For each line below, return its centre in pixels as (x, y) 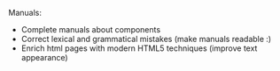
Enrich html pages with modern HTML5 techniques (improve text (139, 48)
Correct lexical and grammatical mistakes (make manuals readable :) (146, 39)
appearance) (44, 57)
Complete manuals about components (91, 29)
